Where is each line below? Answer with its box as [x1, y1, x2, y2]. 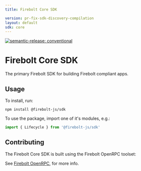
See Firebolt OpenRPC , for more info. [5, 160, 79, 166]
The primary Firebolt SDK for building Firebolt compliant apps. [5, 71, 129, 77]
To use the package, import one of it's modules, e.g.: [5, 115, 110, 121]
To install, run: [5, 98, 33, 103]
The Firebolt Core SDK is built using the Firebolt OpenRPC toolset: [5, 151, 136, 157]
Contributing [5, 138, 44, 146]
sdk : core [5, 25, 25, 29]
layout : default [5, 20, 38, 25]
